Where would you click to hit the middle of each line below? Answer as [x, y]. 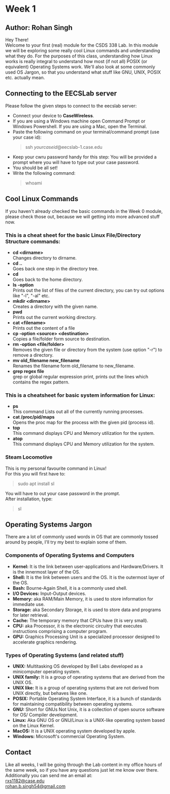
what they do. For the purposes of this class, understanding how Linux [79, 56]
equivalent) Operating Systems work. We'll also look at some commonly [80, 67]
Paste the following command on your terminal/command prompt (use [86, 132]
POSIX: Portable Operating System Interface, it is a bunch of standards [87, 698]
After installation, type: [29, 499]
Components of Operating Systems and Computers [70, 555]
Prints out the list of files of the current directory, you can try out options [88, 290]
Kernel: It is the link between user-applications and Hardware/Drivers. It [88, 566]
